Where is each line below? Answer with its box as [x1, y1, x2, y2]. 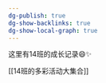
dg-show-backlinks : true [8, 19, 91, 27]
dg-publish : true [8, 11, 66, 20]
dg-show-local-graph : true [8, 26, 98, 34]
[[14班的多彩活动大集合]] [8, 66, 89, 76]
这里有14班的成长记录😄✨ [8, 49, 92, 59]
